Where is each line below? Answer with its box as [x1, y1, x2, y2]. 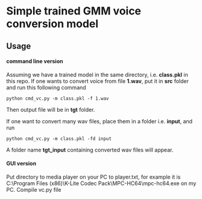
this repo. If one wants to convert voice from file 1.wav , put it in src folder [6, 77, 189, 85]
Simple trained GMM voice [6, 4, 142, 18]
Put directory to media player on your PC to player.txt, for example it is [6, 173, 181, 180]
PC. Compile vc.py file [6, 186, 62, 193]
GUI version [6, 160, 37, 167]
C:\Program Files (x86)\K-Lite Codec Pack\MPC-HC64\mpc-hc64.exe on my [6, 179, 197, 187]
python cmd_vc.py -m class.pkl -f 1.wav [6, 95, 110, 102]
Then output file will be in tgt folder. [6, 106, 95, 113]
